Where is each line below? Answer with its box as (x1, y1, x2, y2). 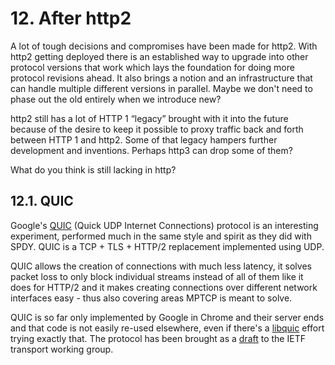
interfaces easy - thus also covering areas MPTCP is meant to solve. (10, 292, 293, 304)
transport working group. (10, 343, 114, 355)
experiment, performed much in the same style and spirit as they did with (10, 230, 312, 242)
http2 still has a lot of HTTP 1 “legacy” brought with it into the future (10, 112, 289, 124)
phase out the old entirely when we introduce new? (10, 93, 222, 105)
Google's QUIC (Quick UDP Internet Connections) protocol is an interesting (10, 219, 319, 231)
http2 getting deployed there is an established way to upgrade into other (10, 50, 309, 62)
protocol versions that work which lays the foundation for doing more (10, 61, 295, 73)
